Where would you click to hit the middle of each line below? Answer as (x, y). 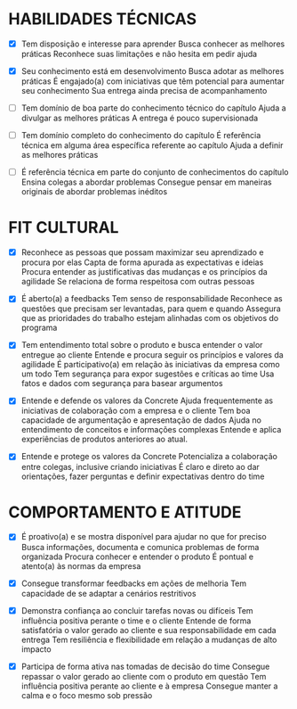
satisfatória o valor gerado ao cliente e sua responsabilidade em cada (148, 630)
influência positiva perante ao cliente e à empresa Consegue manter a (149, 686)
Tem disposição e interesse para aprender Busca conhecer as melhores (153, 44)
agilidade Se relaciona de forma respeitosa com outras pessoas (138, 282)
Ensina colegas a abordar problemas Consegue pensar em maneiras (146, 182)
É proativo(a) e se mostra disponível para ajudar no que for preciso (144, 537)
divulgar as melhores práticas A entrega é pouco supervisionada (140, 118)
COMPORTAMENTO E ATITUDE (125, 512)
